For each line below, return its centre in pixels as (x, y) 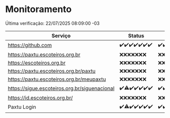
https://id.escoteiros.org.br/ (40, 98)
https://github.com (30, 45)
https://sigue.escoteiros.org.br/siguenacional (61, 88)
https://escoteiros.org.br (37, 63)
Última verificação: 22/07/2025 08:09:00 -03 (52, 23)
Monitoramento (38, 9)
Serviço (61, 35)
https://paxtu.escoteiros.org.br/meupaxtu (57, 79)
